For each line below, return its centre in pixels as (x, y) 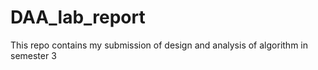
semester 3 (33, 55)
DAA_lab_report (78, 17)
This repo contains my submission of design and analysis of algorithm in (159, 45)
